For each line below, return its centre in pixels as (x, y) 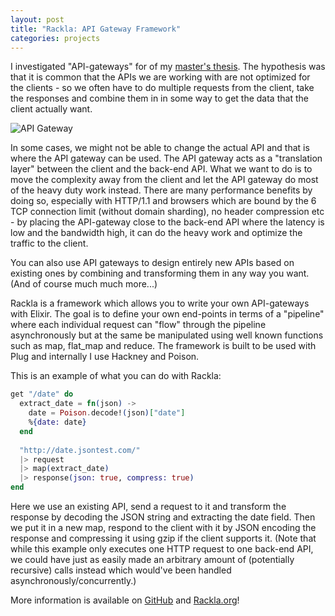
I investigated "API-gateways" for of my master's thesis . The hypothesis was (168, 67)
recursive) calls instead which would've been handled (121, 570)
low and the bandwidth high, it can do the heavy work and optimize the (156, 233)
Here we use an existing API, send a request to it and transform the (148, 506)
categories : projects (55, 38)
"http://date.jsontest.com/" (80, 450)
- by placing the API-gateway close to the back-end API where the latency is (167, 222)
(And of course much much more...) (84, 284)
